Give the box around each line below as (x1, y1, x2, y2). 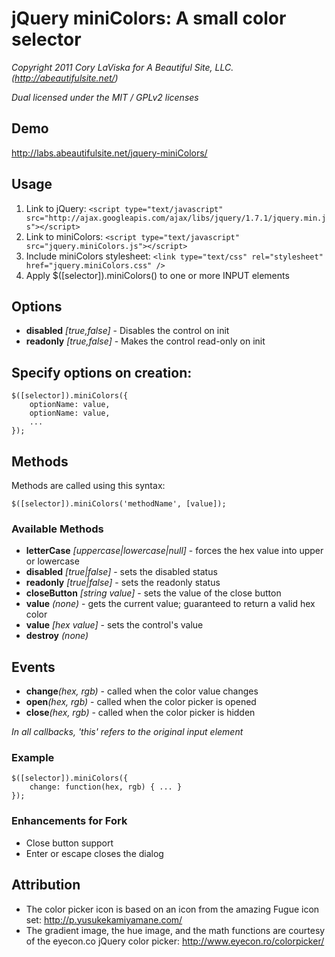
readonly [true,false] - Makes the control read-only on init (25, 335, 266, 347)
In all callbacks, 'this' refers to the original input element (11, 726, 244, 738)
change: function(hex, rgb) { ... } (29, 782, 183, 792)
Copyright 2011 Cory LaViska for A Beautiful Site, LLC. (11, 61, 234, 73)
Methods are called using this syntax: (11, 480, 166, 491)
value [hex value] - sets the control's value (25, 619, 204, 631)
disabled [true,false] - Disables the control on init (25, 325, 230, 337)
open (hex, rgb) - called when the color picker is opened (25, 696, 257, 708)
